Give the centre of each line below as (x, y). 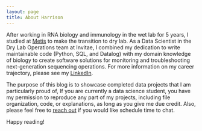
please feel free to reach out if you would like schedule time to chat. (90, 110)
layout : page (23, 12)
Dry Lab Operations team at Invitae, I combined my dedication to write (93, 47)
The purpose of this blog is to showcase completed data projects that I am (99, 84)
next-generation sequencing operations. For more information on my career (100, 66)
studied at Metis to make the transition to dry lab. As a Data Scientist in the (99, 41)
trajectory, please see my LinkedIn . (50, 73)
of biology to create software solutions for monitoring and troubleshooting (98, 60)
